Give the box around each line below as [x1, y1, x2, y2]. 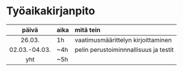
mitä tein [74, 26, 101, 34]
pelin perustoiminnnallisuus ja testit [74, 45, 174, 54]
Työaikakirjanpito [6, 4, 95, 18]
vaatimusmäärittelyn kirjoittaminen [74, 36, 172, 44]
